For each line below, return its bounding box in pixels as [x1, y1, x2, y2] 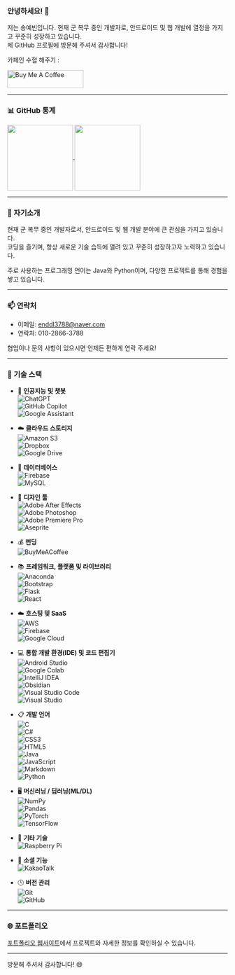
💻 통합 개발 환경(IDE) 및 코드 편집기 [17, 649, 115, 657]
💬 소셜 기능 [17, 856, 48, 864]
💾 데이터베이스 [17, 464, 58, 472]
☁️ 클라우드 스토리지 [17, 424, 73, 432]
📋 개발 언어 [17, 710, 50, 719]
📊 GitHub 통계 [7, 106, 56, 116]
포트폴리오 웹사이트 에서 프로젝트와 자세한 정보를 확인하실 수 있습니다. [7, 939, 196, 947]
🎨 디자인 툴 [17, 493, 48, 502]
